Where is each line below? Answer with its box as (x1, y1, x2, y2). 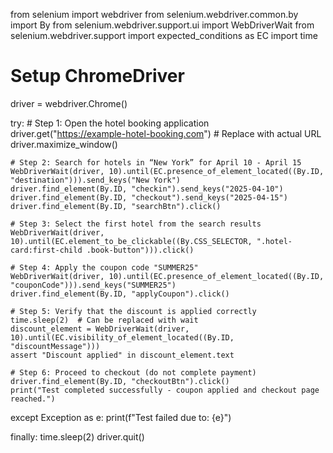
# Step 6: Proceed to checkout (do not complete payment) (10, 367, 257, 378)
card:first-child (10, 245, 83, 255)
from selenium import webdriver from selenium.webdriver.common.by (10, 9, 299, 20)
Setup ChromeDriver (10, 65, 185, 88)
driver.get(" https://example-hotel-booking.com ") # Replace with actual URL (10, 127, 322, 139)
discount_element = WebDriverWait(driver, (10, 324, 190, 334)
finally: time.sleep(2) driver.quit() (10, 430, 145, 443)
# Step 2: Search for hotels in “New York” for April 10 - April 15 (10, 157, 302, 168)
